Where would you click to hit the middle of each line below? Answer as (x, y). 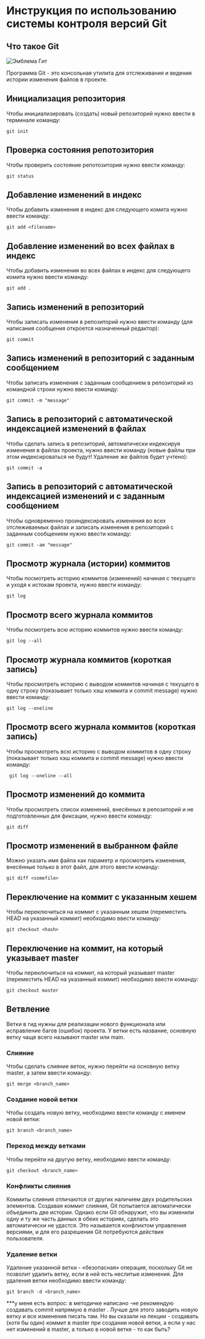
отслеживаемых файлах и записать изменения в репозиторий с (90, 527)
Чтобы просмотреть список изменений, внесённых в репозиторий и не (100, 809)
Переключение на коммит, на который (85, 948)
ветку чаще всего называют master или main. (66, 1037)
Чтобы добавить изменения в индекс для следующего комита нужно (97, 210)
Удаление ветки (32, 1254)
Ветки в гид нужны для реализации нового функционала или (86, 1024)
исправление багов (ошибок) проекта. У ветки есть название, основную (101, 1030)
